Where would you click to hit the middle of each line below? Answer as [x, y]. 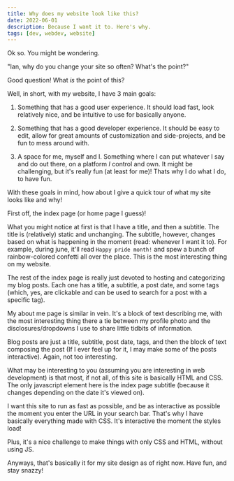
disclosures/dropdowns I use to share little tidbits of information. [100, 329]
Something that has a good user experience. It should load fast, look [116, 107]
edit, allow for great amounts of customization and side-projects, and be [121, 136]
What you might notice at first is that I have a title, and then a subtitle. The [114, 227]
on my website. [29, 264]
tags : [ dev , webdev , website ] [51, 33]
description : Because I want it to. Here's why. [79, 27]
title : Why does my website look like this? [73, 14]
